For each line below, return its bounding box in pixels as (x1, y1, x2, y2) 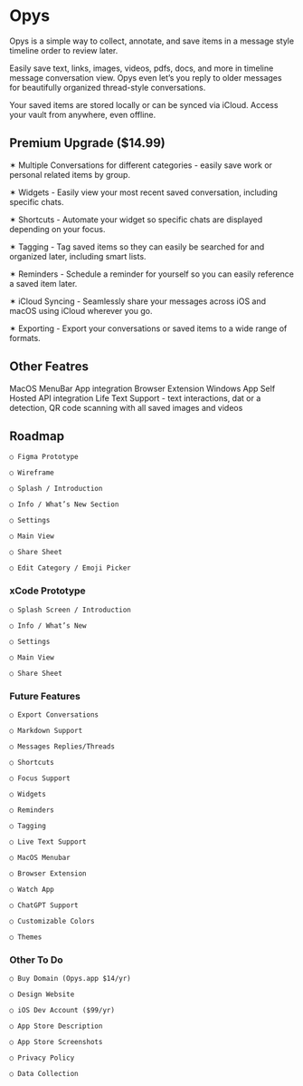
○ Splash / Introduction (9, 484, 103, 494)
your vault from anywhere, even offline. (9, 109, 156, 120)
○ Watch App (9, 885, 54, 894)
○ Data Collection (9, 1070, 79, 1079)
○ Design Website (9, 990, 75, 999)
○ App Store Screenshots (9, 1038, 103, 1047)
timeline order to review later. (9, 44, 118, 55)
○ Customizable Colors (9, 916, 95, 925)
